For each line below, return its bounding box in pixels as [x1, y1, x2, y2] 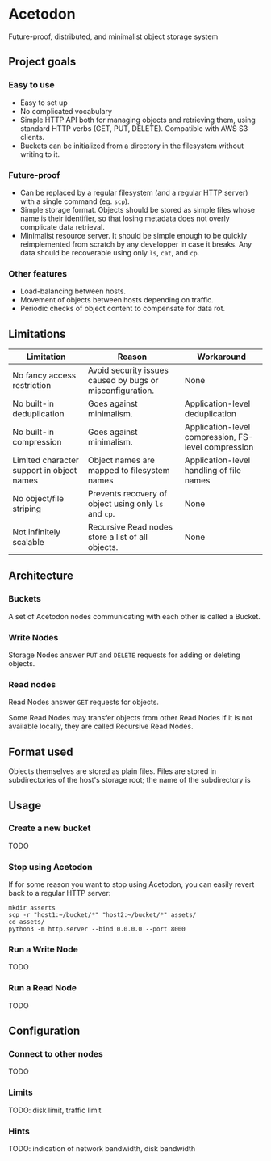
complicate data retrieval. [19, 222, 105, 231]
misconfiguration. [87, 385, 155, 396]
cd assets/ [8, 918, 45, 927]
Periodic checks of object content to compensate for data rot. [19, 304, 226, 314]
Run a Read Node [8, 982, 77, 994]
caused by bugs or [87, 375, 159, 386]
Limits [8, 1087, 34, 1098]
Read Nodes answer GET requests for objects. [8, 697, 160, 707]
